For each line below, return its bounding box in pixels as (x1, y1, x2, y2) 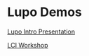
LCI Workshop (7, 41, 48, 49)
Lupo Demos (7, 4, 83, 20)
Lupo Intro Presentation (7, 27, 76, 36)
